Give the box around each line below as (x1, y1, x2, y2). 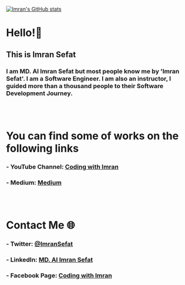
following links (6, 142, 79, 155)
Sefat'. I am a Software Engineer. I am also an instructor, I (6, 74, 171, 82)
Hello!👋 (6, 26, 42, 39)
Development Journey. (6, 89, 73, 97)
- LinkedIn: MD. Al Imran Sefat (6, 256, 93, 264)
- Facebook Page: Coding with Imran (6, 271, 113, 280)
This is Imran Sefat (6, 49, 76, 59)
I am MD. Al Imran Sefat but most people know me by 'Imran (6, 67, 180, 75)
